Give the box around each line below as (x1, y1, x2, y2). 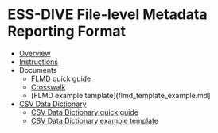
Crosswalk (30, 82, 66, 92)
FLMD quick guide (30, 74, 91, 83)
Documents (18, 65, 57, 74)
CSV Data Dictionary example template (30, 116, 159, 125)
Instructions (18, 57, 59, 66)
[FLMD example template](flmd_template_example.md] (30, 90, 211, 100)
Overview (18, 48, 51, 58)
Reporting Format (7, 22, 127, 40)
